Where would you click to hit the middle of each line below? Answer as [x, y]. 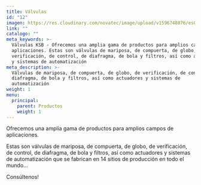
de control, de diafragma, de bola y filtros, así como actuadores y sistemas [98, 153]
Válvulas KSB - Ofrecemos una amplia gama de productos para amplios [100, 45]
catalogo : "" [22, 34]
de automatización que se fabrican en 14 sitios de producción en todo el [95, 159]
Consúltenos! [22, 177]
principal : [25, 100]
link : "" [17, 28]
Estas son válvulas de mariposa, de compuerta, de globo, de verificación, [97, 146]
